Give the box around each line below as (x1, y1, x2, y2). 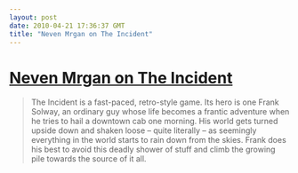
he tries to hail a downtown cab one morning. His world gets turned (30, 116, 278, 127)
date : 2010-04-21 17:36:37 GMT (9, 21, 125, 30)
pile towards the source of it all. (30, 153, 147, 164)
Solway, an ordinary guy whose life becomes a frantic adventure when (30, 106, 290, 117)
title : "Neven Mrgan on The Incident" (9, 29, 153, 38)
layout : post (9, 12, 58, 22)
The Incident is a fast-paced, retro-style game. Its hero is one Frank (30, 97, 280, 107)
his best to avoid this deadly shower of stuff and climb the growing (30, 144, 276, 155)
